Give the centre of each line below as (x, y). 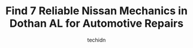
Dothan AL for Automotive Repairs (96, 23)
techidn (96, 40)
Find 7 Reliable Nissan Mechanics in (96, 11)
